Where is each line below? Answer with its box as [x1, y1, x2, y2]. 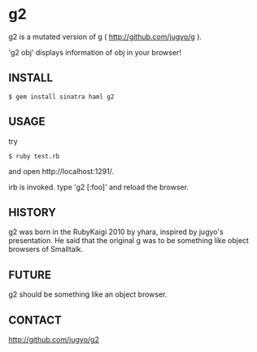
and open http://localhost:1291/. [8, 166, 115, 176]
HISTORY [8, 205, 57, 219]
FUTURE [8, 267, 51, 281]
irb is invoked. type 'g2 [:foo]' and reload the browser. [8, 182, 189, 192]
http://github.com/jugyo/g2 [8, 335, 99, 344]
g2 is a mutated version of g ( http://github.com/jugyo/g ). [8, 32, 202, 41]
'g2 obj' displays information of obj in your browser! [8, 47, 181, 57]
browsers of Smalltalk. [8, 245, 84, 254]
